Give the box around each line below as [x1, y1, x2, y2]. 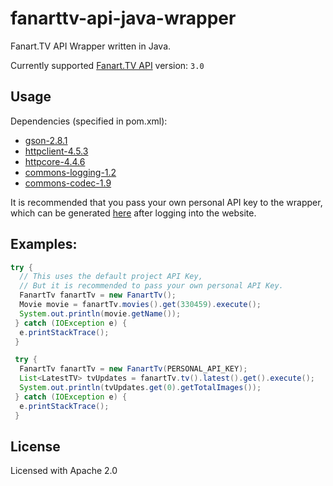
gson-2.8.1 [24, 134, 68, 146]
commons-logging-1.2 [24, 166, 117, 178]
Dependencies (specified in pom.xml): [10, 115, 168, 127]
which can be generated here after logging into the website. [10, 207, 257, 219]
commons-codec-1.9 [24, 177, 112, 189]
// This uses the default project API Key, [19, 272, 203, 282]
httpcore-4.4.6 [24, 155, 86, 167]
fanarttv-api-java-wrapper [10, 7, 237, 30]
